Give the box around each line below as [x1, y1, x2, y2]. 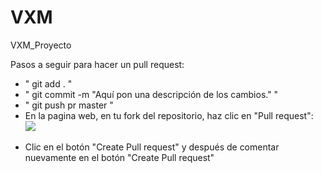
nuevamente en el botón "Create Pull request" [24, 151, 215, 163]
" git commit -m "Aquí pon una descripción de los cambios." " [24, 88, 279, 100]
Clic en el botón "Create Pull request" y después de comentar [24, 141, 280, 153]
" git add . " [24, 77, 73, 90]
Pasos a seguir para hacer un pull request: [10, 58, 185, 70]
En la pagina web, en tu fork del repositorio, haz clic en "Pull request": [24, 109, 314, 121]
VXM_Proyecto [10, 39, 72, 51]
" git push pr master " [24, 99, 114, 111]
